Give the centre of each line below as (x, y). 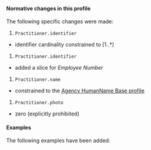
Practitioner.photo (39, 103)
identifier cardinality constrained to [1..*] (64, 45)
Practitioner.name (38, 80)
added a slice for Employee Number (59, 68)
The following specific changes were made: (60, 21)
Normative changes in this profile (48, 8)
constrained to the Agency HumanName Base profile (80, 91)
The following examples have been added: (58, 140)
